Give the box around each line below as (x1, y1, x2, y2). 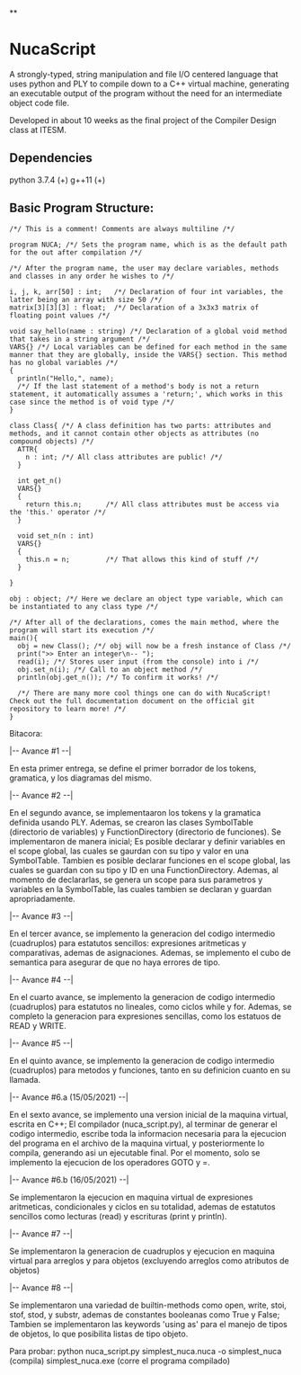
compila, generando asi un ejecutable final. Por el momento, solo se (9, 1147, 261, 1158)
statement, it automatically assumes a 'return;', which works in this (9, 389, 283, 398)
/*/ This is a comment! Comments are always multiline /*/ (9, 224, 235, 233)
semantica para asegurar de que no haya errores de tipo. (9, 957, 221, 968)
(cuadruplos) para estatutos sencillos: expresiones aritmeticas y (9, 937, 247, 948)
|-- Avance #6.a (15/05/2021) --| (9, 1092, 128, 1103)
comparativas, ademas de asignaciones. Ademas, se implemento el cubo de (9, 947, 292, 958)
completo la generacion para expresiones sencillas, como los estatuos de (9, 1011, 281, 1022)
